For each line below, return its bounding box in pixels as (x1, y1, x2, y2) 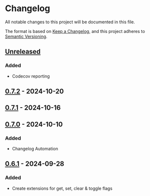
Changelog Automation (12, 146, 59, 152)
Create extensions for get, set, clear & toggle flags (12, 185, 113, 191)
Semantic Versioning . (5, 33, 47, 39)
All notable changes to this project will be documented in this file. (5, 19, 135, 25)
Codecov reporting (12, 73, 50, 79)
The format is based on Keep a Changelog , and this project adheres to (5, 28, 145, 34)
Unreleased (5, 48, 41, 56)
